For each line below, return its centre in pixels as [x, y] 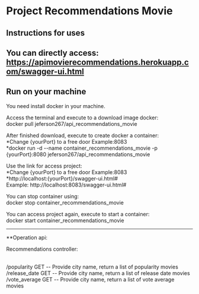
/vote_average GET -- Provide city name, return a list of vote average [90, 279]
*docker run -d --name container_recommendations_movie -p [82, 148]
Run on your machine [46, 92]
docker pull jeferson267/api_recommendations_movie [72, 124]
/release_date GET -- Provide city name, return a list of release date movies [98, 273]
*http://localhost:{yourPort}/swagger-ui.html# [62, 178]
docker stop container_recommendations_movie [65, 203]
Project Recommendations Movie [89, 11]
